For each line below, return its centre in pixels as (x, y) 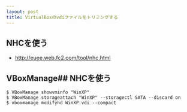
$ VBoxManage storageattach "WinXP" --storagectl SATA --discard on (93, 98)
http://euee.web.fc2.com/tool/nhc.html (63, 58)
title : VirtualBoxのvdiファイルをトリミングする (62, 17)
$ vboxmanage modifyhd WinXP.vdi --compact (61, 103)
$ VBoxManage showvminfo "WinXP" (48, 93)
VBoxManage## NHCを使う (59, 78)
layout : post (22, 12)
